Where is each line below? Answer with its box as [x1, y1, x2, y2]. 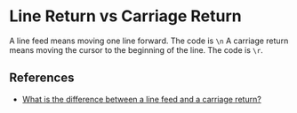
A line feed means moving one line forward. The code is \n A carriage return [9, 35, 289, 46]
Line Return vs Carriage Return [9, 6, 242, 26]
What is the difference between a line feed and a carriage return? [21, 94, 262, 104]
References [9, 71, 75, 86]
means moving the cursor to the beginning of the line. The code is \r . [9, 44, 264, 55]
